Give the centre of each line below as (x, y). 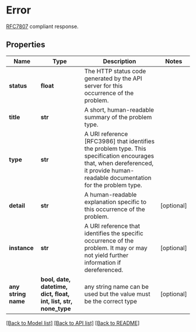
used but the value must (117, 294)
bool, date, (56, 279)
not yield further (106, 255)
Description (120, 61)
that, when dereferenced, (119, 163)
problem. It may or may (116, 248)
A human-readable (111, 195)
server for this (104, 85)
